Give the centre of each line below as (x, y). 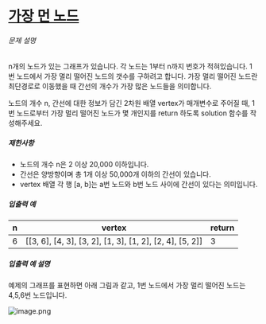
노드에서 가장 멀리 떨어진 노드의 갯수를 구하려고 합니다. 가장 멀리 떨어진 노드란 (137, 76)
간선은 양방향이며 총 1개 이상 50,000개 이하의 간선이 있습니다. (116, 174)
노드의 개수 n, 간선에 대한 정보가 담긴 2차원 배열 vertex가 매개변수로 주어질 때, (129, 103)
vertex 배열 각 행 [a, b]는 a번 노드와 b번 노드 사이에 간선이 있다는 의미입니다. (139, 185)
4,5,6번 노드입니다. (38, 295)
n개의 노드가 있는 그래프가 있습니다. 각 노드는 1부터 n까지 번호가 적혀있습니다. (128, 66)
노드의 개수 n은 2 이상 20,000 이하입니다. (84, 165)
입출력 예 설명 (29, 263)
